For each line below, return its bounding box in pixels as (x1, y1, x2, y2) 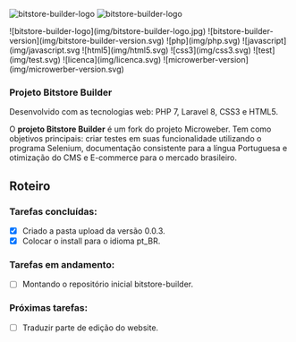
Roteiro (9, 178, 51, 193)
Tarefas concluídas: (9, 205, 97, 218)
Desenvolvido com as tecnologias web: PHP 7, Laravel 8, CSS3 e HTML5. (9, 107, 279, 117)
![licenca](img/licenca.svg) (62, 55, 162, 64)
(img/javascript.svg (9, 45, 80, 56)
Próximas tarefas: (9, 302, 88, 314)
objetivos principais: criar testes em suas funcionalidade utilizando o (9, 133, 262, 144)
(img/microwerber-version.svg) (9, 64, 125, 74)
